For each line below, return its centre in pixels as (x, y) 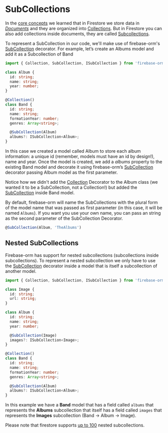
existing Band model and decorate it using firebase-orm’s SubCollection (79, 167)
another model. (21, 271)
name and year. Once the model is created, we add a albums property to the (84, 162)
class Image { (20, 289)
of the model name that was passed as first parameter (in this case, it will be (84, 208)
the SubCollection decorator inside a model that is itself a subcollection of (81, 266)
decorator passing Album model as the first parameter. (61, 172)
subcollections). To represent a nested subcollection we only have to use (80, 260)
